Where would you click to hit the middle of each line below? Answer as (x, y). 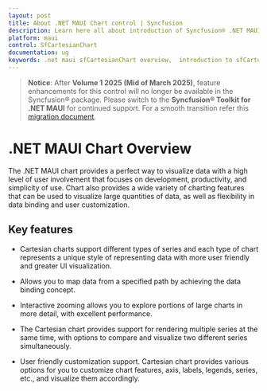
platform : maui (33, 38)
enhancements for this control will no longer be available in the (130, 91)
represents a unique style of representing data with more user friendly (135, 257)
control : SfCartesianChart (53, 45)
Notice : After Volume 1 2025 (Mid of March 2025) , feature (124, 82)
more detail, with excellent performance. (86, 313)
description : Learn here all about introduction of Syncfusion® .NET (126, 30)
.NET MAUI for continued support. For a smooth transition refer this (138, 108)
